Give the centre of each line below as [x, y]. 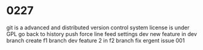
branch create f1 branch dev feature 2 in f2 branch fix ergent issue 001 [96, 40]
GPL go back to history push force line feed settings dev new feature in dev [102, 34]
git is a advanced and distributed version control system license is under [98, 27]
